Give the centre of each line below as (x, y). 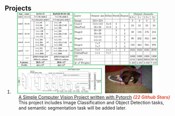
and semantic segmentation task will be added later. (72, 108)
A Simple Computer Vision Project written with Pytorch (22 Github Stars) (94, 97)
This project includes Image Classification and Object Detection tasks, (91, 102)
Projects (18, 8)
